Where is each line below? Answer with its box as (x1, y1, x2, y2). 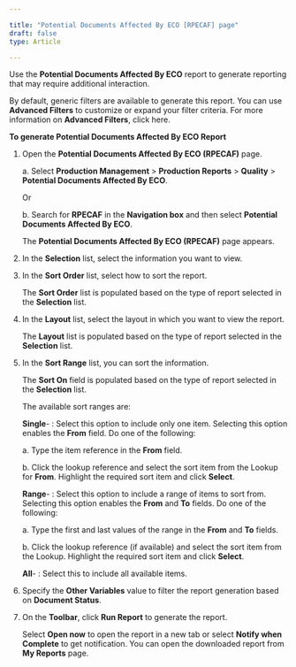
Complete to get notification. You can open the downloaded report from (21, 639, 285, 649)
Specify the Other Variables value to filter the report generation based (21, 586, 279, 596)
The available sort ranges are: (21, 402, 131, 412)
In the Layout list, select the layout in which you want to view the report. (21, 314, 285, 325)
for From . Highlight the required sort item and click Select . (21, 471, 235, 482)
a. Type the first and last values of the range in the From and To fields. (21, 525, 278, 535)
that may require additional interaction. (9, 79, 150, 89)
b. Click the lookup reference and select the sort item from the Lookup (21, 462, 278, 473)
